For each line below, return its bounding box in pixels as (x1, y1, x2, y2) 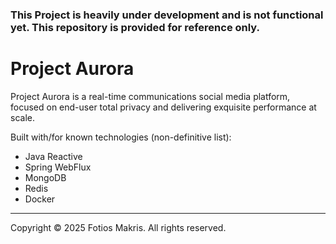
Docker (24, 193, 56, 205)
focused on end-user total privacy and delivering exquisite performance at (10, 101, 317, 113)
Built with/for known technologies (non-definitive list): (10, 131, 232, 143)
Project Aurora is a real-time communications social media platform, (10, 90, 291, 102)
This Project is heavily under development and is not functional (10, 8, 324, 22)
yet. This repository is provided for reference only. (10, 20, 260, 34)
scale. (10, 111, 35, 123)
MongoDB (24, 171, 67, 183)
